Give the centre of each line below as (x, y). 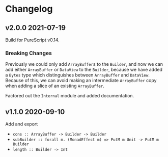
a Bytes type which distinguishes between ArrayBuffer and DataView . (78, 75)
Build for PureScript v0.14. (32, 40)
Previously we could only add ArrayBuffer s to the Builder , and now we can (84, 64)
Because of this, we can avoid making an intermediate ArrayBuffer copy (81, 81)
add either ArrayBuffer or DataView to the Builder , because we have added (84, 70)
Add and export (22, 124)
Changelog (29, 9)
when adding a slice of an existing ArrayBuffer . (55, 86)
